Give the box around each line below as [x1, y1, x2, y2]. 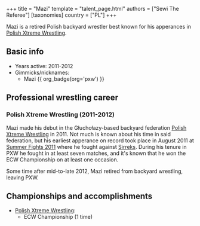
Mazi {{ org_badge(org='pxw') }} [23, 75, 104, 83]
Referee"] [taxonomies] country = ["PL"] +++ [6, 11, 117, 19]
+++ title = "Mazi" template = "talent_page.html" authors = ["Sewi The [6, 5, 179, 12]
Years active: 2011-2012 [14, 62, 73, 69]
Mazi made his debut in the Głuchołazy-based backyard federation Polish [6, 124, 187, 131]
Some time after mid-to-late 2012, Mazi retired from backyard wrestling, [6, 167, 183, 175]
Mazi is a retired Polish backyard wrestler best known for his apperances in [6, 23, 191, 30]
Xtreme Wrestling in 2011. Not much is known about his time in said [6, 130, 171, 138]
